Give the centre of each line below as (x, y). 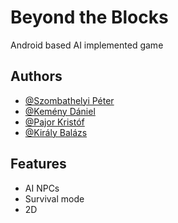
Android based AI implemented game (87, 45)
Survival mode (54, 198)
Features (38, 164)
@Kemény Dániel (60, 111)
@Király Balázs (56, 132)
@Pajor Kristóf (54, 122)
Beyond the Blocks (89, 17)
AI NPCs (42, 188)
